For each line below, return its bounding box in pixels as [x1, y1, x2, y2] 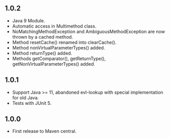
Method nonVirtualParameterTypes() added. [12, 44, 105, 50]
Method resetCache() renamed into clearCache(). [12, 39, 117, 45]
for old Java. [12, 94, 39, 101]
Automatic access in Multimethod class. [12, 23, 97, 29]
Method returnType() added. [12, 50, 72, 56]
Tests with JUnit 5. [12, 100, 52, 106]
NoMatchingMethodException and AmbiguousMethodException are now [12, 28, 165, 35]
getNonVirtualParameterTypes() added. [12, 61, 95, 67]
